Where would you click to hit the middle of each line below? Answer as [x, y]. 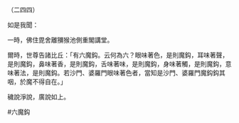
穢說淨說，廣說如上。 [38, 97]
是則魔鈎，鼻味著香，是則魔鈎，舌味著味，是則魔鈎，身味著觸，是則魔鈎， [116, 64]
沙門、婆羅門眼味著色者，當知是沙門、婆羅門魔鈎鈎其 [147, 73]
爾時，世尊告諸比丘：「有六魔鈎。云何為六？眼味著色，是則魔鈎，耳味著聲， [118, 55]
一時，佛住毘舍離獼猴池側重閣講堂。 [60, 40]
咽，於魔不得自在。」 [37, 82]
